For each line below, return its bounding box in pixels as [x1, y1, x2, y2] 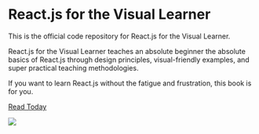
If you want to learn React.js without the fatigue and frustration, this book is [8, 78, 252, 88]
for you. [8, 86, 34, 96]
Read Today [8, 102, 47, 111]
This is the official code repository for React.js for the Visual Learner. [8, 31, 231, 41]
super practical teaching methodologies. [8, 63, 139, 72]
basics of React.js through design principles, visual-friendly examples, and [8, 55, 250, 64]
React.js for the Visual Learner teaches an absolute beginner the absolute [8, 46, 246, 56]
